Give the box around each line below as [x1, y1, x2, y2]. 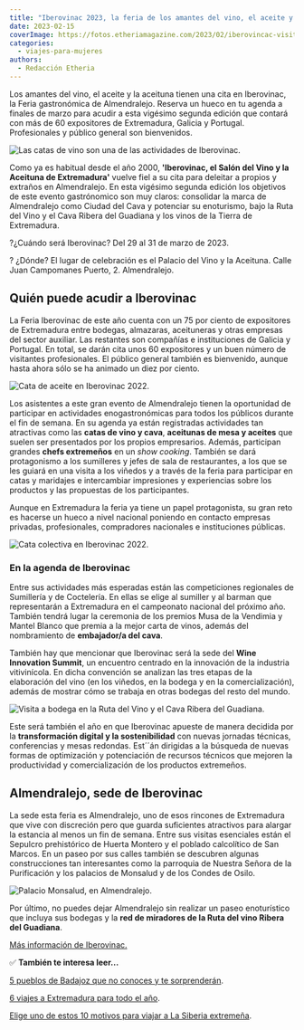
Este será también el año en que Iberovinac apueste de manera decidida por [9, 720, 294, 731]
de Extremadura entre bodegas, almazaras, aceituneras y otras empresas [9, 324, 283, 335]
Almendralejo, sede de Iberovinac [9, 786, 204, 801]
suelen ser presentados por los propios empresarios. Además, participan [9, 436, 281, 447]
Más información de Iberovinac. [9, 939, 128, 950]
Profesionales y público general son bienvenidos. [9, 127, 193, 138]
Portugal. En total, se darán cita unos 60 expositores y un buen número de [9, 343, 287, 354]
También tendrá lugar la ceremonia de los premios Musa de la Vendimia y [9, 610, 283, 621]
